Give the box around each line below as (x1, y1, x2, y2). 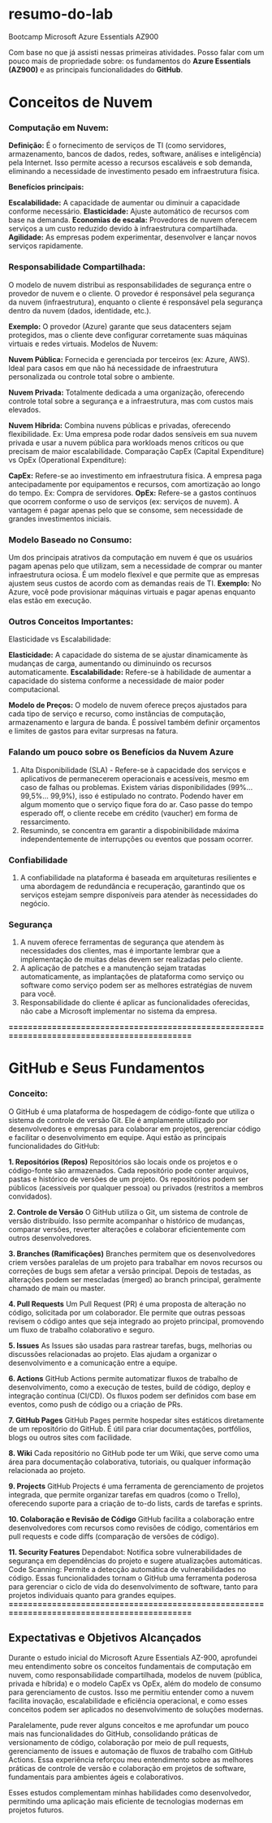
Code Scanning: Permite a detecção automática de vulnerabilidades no (8, 1564, 246, 1574)
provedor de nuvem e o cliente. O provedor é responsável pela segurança (8, 288, 256, 298)
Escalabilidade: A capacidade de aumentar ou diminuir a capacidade (8, 198, 240, 208)
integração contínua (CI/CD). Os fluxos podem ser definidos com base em (8, 1390, 257, 1401)
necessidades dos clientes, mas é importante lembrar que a (19, 946, 221, 956)
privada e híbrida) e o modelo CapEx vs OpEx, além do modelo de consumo (8, 1678, 262, 1688)
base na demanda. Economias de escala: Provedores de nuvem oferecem (8, 215, 257, 225)
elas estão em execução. (8, 596, 92, 606)
